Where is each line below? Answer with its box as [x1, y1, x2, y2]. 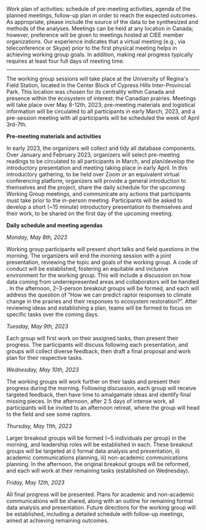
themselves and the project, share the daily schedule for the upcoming [6, 184, 185, 191]
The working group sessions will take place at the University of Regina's [6, 75, 189, 82]
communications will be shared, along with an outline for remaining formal [6, 497, 193, 504]
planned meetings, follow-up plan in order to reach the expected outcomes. [6, 12, 197, 19]
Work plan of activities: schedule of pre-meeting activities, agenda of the [6, 6, 191, 12]
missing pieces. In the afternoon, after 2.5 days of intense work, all [6, 397, 175, 405]
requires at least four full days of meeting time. [6, 58, 124, 64]
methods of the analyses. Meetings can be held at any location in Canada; [6, 25, 194, 32]
